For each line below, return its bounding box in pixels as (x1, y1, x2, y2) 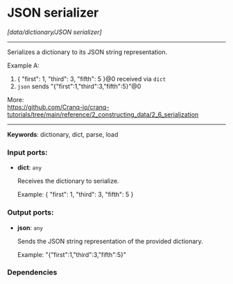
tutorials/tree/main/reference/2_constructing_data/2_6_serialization (7, 110, 199, 119)
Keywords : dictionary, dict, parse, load (7, 130, 119, 138)
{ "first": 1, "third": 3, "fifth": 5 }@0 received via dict (17, 74, 166, 83)
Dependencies (7, 267, 58, 277)
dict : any (17, 163, 42, 172)
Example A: (7, 61, 40, 69)
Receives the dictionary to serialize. (17, 177, 119, 185)
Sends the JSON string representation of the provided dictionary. (17, 237, 203, 245)
